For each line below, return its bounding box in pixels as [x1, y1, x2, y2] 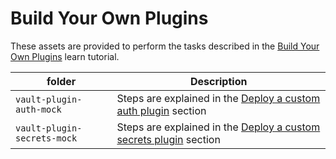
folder [46, 74, 77, 88]
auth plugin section [116, 103, 207, 117]
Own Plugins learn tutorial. [10, 50, 120, 62]
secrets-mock [15, 132, 78, 144]
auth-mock [15, 103, 62, 115]
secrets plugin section [116, 132, 221, 146]
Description [189, 74, 248, 88]
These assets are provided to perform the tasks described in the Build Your [10, 40, 320, 52]
